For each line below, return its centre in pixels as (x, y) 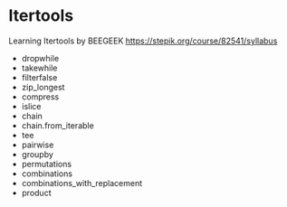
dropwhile (40, 58)
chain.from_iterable (57, 125)
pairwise (38, 145)
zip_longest (43, 87)
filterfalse (39, 77)
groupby (37, 154)
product (36, 193)
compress (40, 97)
